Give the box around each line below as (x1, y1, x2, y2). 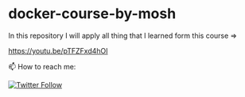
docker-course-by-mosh (8, 5, 177, 23)
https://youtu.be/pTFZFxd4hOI (8, 46, 108, 55)
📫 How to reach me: (8, 62, 76, 71)
